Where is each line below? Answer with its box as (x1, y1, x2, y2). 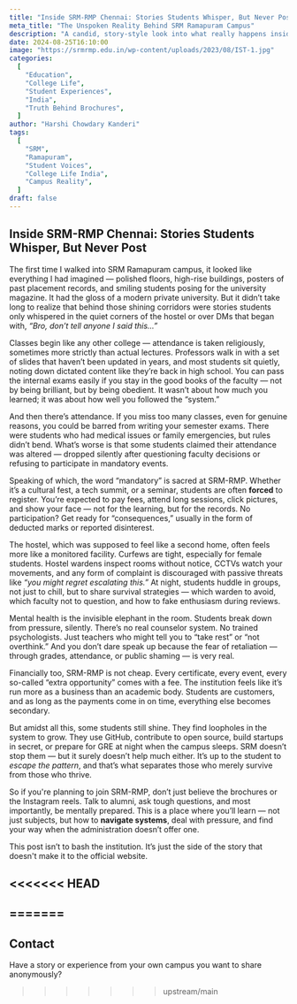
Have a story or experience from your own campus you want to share (9, 960, 263, 970)
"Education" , (25, 71, 73, 80)
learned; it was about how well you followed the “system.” (9, 394, 220, 404)
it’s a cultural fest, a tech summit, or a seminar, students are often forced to (9, 484, 283, 495)
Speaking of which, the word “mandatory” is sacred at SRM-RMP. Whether (9, 475, 281, 486)
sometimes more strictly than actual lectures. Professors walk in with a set (9, 347, 280, 357)
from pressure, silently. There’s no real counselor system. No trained (9, 622, 259, 632)
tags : (9, 128, 29, 137)
